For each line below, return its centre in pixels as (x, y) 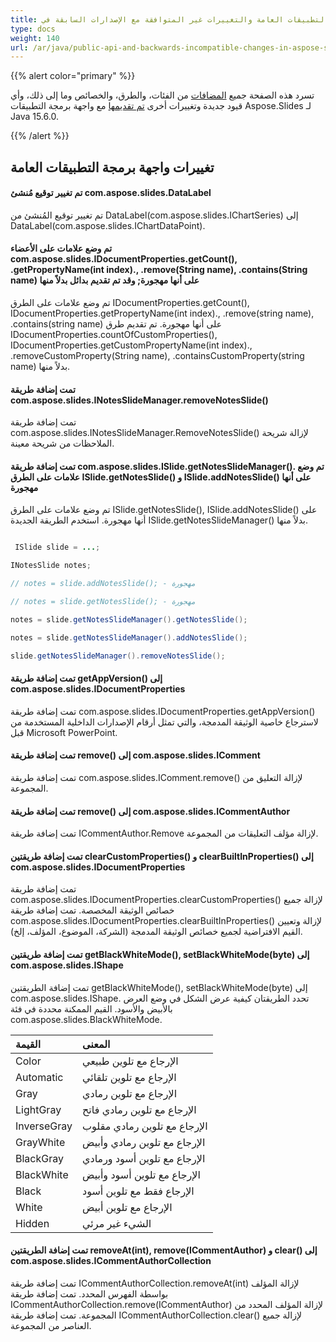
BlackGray (39, 1158)
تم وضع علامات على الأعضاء (61, 248)
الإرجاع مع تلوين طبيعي (130, 1061)
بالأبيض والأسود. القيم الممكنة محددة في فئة (91, 1008)
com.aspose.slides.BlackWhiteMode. (86, 1019)
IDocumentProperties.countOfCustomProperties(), (114, 335)
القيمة (28, 1044)
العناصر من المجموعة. (51, 1325)
